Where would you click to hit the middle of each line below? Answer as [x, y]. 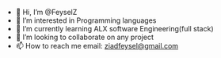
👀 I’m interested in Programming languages [86, 20]
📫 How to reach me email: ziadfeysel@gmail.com [97, 46]
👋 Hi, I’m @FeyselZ [46, 12]
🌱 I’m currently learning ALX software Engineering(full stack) [114, 29]
